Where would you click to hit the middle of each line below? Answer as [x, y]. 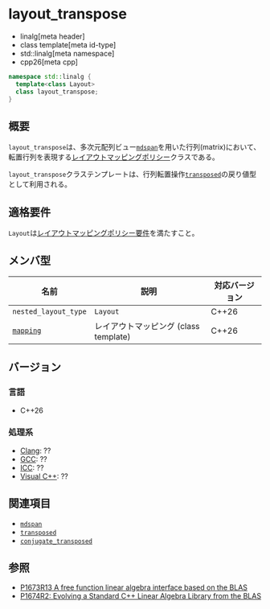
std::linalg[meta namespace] [67, 53]
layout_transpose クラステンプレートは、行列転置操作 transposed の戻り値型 [133, 175]
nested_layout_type [49, 311]
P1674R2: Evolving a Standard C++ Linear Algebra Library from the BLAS [141, 596]
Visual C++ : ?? [44, 476]
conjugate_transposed [56, 541]
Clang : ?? [35, 451]
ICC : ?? [32, 467]
